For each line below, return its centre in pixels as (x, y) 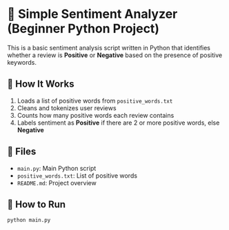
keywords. (22, 62)
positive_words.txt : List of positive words (77, 176)
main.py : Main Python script (57, 168)
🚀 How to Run (37, 204)
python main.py (29, 220)
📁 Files (22, 152)
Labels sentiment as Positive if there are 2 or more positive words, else (118, 123)
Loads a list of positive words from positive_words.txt (95, 101)
